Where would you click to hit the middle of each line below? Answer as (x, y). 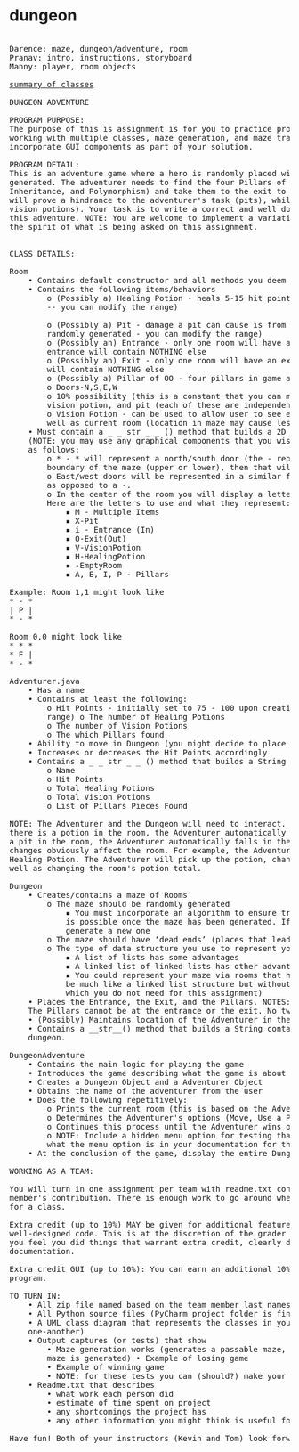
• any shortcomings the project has (127, 1411)
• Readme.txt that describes (92, 1385)
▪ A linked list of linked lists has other (162, 966)
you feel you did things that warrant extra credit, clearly (145, 1242)
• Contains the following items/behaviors (122, 289)
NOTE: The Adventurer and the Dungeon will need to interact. (148, 824)
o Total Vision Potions (98, 797)
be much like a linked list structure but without (178, 984)
